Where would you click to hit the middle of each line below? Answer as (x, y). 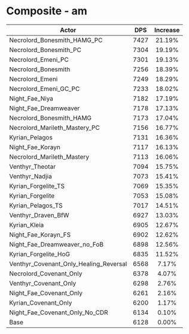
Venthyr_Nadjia (31, 176)
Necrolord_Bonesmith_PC (45, 50)
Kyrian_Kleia (27, 224)
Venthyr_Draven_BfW (39, 215)
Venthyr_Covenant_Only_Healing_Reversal (68, 263)
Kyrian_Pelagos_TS (36, 205)
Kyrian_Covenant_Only (41, 302)
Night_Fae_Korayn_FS (40, 235)
